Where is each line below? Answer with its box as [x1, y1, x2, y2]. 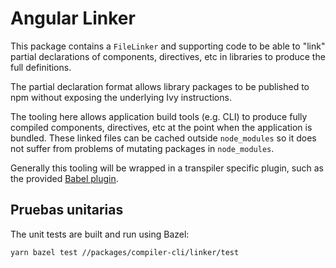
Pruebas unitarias [10, 202, 124, 219]
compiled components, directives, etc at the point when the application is [10, 121, 313, 133]
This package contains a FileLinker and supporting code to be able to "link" [10, 40, 326, 52]
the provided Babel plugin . [10, 172, 119, 184]
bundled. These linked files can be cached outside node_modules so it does [10, 132, 317, 144]
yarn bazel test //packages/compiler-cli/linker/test [10, 247, 240, 257]
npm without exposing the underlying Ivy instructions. [10, 91, 232, 103]
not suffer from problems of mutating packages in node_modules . [10, 142, 275, 154]
